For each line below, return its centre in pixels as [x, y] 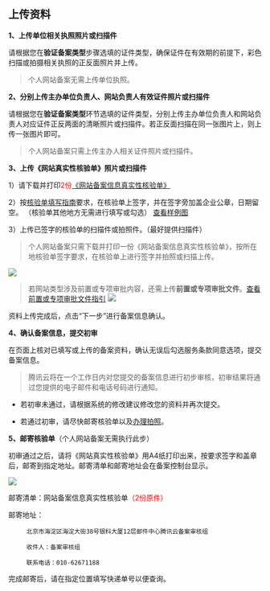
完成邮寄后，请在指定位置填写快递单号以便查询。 [89, 578]
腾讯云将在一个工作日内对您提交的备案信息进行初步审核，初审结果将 [141, 377]
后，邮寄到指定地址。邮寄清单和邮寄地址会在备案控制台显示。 [110, 466]
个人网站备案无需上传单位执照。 [81, 80]
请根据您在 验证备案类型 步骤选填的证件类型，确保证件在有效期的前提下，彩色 [135, 52]
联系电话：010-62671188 [63, 562]
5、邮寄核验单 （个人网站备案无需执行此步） [81, 438]
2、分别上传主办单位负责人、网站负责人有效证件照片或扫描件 [109, 96]
